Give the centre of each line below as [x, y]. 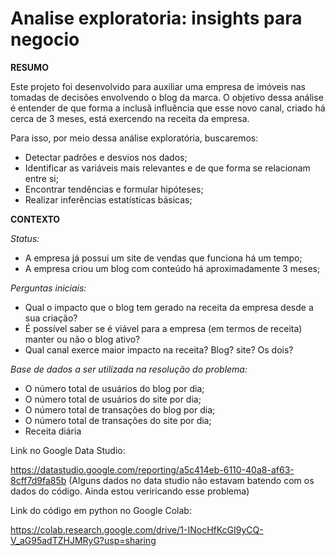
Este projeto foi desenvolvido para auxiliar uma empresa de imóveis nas [158, 86]
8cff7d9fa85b [38, 480]
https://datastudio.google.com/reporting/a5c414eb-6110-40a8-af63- [152, 469]
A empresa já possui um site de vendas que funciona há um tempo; [163, 258]
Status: [25, 238]
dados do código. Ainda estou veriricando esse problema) [130, 491]
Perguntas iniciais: [48, 288]
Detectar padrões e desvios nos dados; [106, 157]
